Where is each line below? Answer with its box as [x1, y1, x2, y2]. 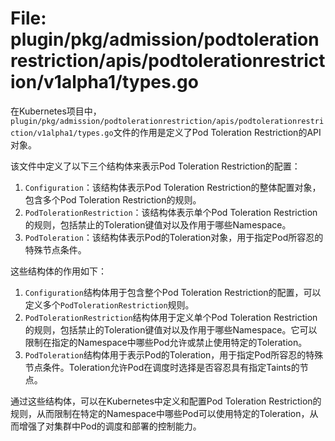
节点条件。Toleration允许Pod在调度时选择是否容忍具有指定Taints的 [24, 361, 300, 373]
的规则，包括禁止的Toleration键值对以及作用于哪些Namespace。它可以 [24, 323, 318, 336]
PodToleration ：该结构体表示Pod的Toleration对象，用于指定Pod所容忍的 [24, 231, 324, 243]
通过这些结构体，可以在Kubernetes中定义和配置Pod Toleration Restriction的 [10, 395, 322, 407]
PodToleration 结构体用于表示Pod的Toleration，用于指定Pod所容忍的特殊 [24, 348, 324, 361]
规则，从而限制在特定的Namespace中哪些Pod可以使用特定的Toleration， [10, 407, 310, 419]
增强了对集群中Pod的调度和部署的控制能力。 [18, 420, 202, 432]
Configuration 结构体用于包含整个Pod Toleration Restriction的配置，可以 [24, 286, 322, 298]
